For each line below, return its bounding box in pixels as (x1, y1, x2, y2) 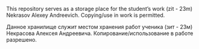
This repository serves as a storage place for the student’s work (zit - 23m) (6, 5, 193, 12)
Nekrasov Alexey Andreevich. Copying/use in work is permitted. (6, 11, 165, 19)
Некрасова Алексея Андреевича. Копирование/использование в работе (6, 30, 194, 37)
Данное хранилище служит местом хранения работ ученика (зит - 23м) (6, 24, 193, 30)
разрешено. (6, 36, 37, 43)
